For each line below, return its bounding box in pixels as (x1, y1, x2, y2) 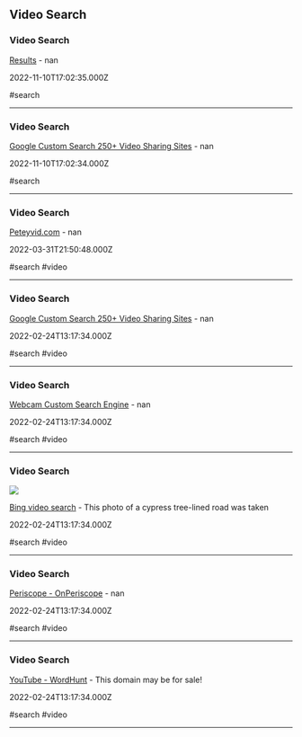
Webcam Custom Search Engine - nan (9, 399, 151, 410)
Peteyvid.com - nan (9, 226, 83, 237)
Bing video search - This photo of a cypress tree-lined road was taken (9, 502, 270, 513)
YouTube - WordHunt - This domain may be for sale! (9, 674, 202, 685)
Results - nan (9, 54, 58, 66)
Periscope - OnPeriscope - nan (9, 588, 125, 599)
